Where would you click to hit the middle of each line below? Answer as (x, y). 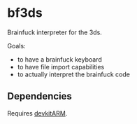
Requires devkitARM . (37, 113)
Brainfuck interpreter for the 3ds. (55, 32)
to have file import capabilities (61, 67)
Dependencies (39, 96)
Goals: (16, 46)
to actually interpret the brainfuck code (74, 74)
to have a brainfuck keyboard (60, 59)
